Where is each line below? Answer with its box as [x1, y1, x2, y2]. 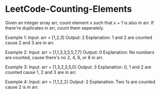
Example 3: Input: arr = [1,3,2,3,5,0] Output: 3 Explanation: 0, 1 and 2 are [5, 64, 152, 70]
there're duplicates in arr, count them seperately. [5, 25, 105, 31]
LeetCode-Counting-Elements [5, 3, 132, 15]
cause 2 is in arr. [5, 84, 39, 90]
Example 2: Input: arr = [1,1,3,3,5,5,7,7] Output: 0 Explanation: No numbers [5, 49, 155, 55]
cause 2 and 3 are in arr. [5, 39, 55, 45]
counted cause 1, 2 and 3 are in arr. [5, 69, 77, 75]
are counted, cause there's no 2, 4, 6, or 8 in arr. [5, 54, 104, 60]
